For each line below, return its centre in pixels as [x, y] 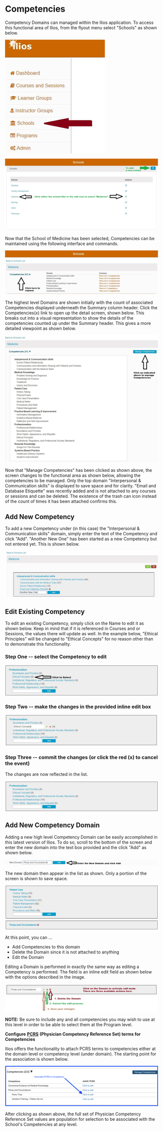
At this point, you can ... [29, 937]
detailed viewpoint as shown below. [41, 328]
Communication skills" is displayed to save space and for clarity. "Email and [81, 486]
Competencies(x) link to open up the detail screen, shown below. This [75, 313]
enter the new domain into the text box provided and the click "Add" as [76, 847]
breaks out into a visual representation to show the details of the [69, 318]
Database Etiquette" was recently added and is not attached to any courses [81, 491]
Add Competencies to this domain [46, 947]
